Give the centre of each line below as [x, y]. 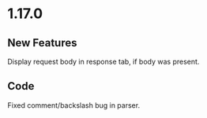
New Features [42, 43]
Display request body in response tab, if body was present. [103, 61]
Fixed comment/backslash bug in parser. [73, 105]
